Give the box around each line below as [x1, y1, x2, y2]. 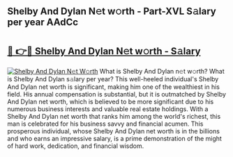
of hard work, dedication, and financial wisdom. [7, 142, 144, 150]
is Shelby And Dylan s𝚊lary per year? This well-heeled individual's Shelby [7, 75, 219, 83]
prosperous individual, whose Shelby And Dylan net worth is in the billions [7, 127, 220, 135]
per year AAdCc [7, 17, 79, 28]
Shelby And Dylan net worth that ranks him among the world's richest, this [7, 113, 221, 120]
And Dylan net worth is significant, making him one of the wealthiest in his [7, 83, 220, 91]
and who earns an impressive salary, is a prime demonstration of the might [7, 135, 222, 142]
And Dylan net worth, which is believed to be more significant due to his [7, 97, 214, 106]
